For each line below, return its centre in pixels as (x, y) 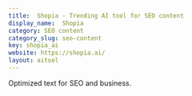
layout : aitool (34, 61)
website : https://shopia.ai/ (57, 53)
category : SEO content (46, 30)
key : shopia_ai (34, 46)
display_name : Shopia (46, 23)
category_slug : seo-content (55, 38)
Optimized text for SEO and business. (70, 83)
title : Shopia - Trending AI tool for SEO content (96, 16)
